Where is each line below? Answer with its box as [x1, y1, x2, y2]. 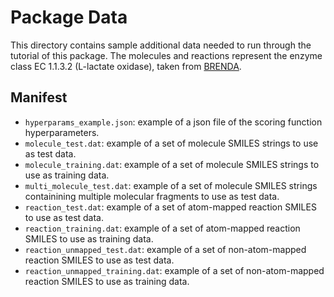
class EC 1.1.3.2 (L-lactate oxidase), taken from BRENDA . [10, 60, 242, 72]
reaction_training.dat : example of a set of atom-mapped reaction [24, 222, 301, 234]
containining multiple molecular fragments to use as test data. [24, 190, 280, 202]
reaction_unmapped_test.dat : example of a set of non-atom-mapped [24, 243, 307, 255]
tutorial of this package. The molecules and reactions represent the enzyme [10, 49, 323, 61]
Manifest [10, 89, 68, 106]
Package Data [10, 6, 128, 29]
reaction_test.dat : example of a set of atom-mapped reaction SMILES [24, 201, 317, 213]
